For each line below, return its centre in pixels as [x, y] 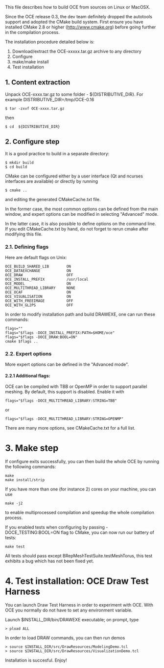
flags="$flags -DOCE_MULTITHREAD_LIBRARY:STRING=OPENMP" [64, 419]
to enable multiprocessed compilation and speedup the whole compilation [80, 513]
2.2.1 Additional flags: [28, 376]
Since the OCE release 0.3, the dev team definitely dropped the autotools [79, 16]
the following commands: [31, 467]
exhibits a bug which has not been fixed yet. [50, 561]
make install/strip [25, 480]
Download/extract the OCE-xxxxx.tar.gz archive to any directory [77, 51]
